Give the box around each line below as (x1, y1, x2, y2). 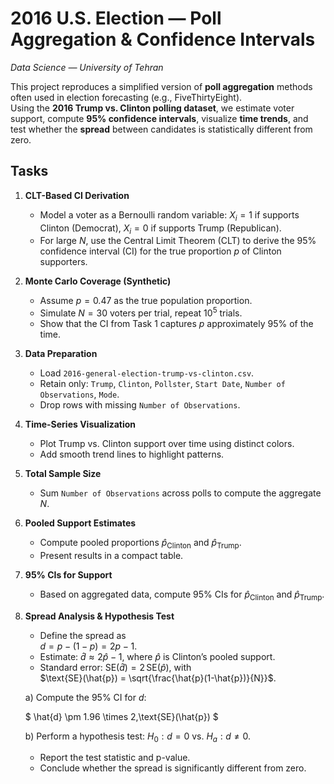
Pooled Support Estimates (24, 517, 137, 529)
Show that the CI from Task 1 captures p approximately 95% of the (39, 318, 314, 329)
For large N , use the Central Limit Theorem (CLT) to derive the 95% (39, 235, 317, 247)
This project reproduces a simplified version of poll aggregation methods (10, 80, 313, 92)
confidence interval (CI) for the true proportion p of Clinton (39, 245, 282, 257)
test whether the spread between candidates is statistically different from (10, 123, 313, 135)
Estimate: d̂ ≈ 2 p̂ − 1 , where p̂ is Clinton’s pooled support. (39, 650, 276, 662)
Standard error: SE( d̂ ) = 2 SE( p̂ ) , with (39, 661, 192, 673)
